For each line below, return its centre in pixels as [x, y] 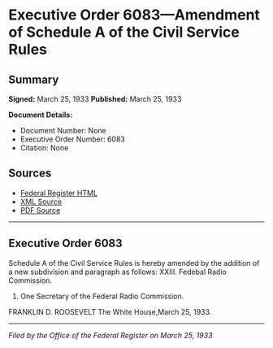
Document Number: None [63, 130]
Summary [34, 79]
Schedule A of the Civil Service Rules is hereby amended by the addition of [134, 263]
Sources [30, 174]
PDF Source [40, 210]
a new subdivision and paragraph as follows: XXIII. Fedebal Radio [118, 272]
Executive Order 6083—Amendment [134, 15]
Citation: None [44, 148]
